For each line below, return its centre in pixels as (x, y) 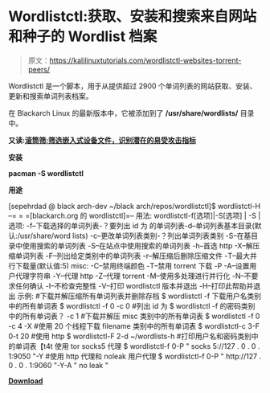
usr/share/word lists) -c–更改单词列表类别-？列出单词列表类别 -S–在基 (135, 235)
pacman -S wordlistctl (46, 173)
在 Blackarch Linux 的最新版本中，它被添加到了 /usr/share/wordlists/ (123, 113)
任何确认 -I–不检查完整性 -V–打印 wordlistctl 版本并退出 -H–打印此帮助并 (134, 285)
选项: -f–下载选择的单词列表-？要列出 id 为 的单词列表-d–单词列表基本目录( (131, 225)
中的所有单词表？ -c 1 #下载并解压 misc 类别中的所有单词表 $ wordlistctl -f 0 (134, 316)
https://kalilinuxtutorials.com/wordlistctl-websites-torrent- (145, 60)
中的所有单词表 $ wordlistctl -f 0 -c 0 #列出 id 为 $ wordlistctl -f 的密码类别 (132, 305)
